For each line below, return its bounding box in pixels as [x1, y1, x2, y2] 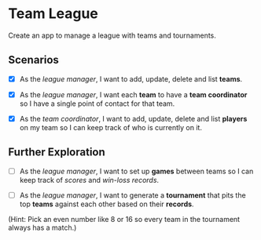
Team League [8, 5, 98, 23]
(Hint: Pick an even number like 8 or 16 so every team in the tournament [8, 214, 241, 224]
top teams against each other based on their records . [19, 199, 194, 209]
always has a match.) [8, 223, 77, 232]
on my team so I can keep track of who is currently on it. [19, 122, 203, 132]
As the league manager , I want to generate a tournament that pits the [19, 190, 246, 200]
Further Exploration [8, 146, 106, 159]
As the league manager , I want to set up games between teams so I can [19, 166, 254, 176]
